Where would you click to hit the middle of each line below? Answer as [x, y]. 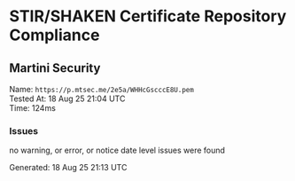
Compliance [54, 35]
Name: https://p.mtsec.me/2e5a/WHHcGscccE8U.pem [102, 89]
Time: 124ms [32, 108]
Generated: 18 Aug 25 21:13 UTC [68, 168]
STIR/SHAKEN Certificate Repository [148, 16]
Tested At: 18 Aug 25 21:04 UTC [67, 98]
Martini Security [55, 68]
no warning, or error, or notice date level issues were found [117, 150]
